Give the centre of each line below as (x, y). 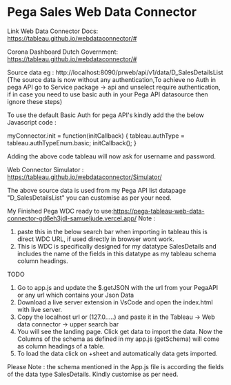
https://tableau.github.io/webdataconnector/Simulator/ (84, 177)
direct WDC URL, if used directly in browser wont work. (96, 239)
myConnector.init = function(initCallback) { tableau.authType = (96, 136)
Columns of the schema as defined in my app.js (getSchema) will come (118, 339)
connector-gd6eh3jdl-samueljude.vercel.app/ (72, 218)
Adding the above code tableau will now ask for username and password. (111, 156)
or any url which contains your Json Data (76, 295)
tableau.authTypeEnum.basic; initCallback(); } (72, 143)
